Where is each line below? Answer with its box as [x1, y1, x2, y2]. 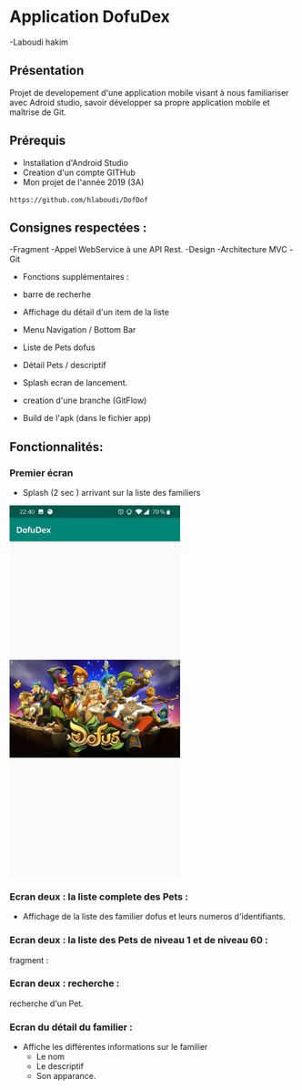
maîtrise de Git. [9, 107, 66, 118]
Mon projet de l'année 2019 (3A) [22, 176, 145, 188]
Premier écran [9, 467, 74, 479]
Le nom [35, 1051, 65, 1063]
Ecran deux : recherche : [9, 977, 120, 990]
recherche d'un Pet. [9, 998, 84, 1009]
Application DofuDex [9, 6, 171, 27]
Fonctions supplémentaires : [22, 272, 129, 283]
